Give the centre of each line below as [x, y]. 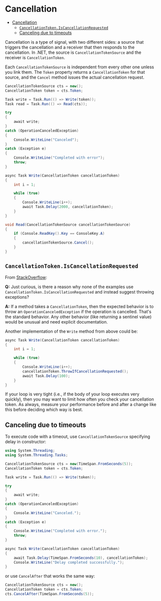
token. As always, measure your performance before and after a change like [81, 405]
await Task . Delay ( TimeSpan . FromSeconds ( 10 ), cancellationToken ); [81, 558]
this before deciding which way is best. [44, 410]
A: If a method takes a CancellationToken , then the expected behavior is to [79, 306]
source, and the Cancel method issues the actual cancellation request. [75, 77]
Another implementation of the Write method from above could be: [71, 331]
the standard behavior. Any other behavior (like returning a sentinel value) [78, 317]
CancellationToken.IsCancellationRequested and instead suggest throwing [80, 292]
